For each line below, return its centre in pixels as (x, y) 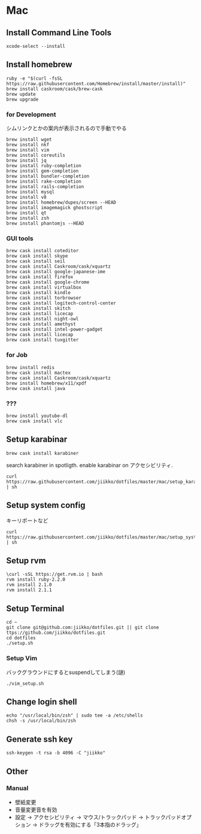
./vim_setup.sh (25, 684)
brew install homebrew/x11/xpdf (46, 383)
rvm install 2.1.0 (29, 585)
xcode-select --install (36, 46)
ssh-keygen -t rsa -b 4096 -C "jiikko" (56, 753)
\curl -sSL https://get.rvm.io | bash (54, 575)
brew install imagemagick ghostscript (54, 208)
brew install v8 (26, 197)
